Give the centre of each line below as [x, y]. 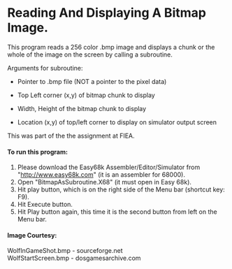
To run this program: [38, 152]
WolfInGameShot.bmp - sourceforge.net [65, 251]
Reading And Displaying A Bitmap [107, 13]
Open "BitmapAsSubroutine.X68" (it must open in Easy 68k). [104, 182]
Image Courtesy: [32, 235]
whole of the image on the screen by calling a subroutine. [90, 54]
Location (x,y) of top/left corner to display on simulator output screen [117, 122]
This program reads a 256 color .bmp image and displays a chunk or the [111, 47]
